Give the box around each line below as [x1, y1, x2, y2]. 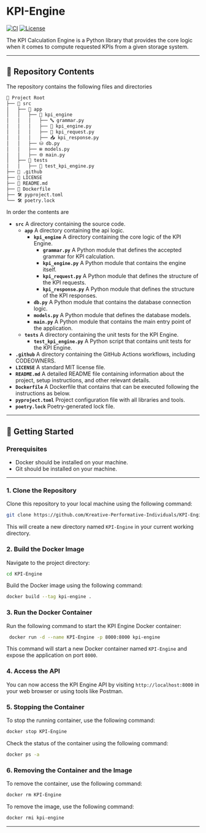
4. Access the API [6, 667, 60, 675]
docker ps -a [6, 751, 40, 758]
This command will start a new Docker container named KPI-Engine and [6, 645, 188, 653]
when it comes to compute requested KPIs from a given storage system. [6, 43, 189, 50]
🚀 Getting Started [6, 426, 74, 437]
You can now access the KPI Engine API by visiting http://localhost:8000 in [6, 681, 199, 688]
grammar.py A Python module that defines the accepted [42, 247, 182, 254]
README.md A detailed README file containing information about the [15, 370, 185, 378]
